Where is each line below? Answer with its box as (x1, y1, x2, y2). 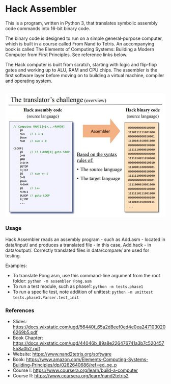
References (5, 307, 35, 314)
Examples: (5, 262, 27, 269)
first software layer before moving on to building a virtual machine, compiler (5, 72, 164, 78)
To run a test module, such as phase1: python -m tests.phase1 (12, 283, 144, 289)
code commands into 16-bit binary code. (5, 25, 91, 31)
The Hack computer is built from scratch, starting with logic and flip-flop (5, 61, 157, 67)
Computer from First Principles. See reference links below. (5, 52, 128, 58)
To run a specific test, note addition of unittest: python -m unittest (12, 289, 153, 295)
